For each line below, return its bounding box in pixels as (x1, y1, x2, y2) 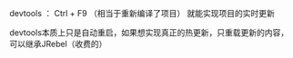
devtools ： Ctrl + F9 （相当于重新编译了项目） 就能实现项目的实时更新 (9, 8, 276, 18)
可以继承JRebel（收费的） (9, 39, 107, 49)
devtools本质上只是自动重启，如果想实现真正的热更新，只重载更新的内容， (9, 27, 289, 38)
